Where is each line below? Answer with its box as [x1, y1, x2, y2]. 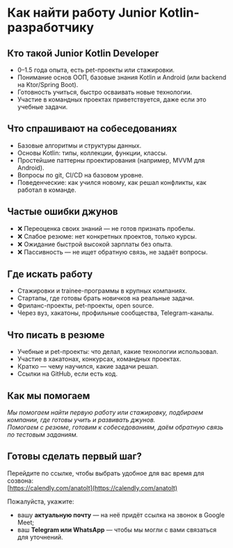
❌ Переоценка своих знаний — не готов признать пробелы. [17, 224, 195, 232]
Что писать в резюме [7, 329, 105, 341]
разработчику [7, 19, 95, 35]
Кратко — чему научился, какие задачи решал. [17, 362, 159, 371]
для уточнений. [17, 533, 64, 541]
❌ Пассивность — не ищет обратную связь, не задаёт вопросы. [17, 248, 208, 256]
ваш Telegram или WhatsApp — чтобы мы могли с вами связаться [17, 525, 217, 533]
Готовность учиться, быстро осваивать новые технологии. [17, 88, 193, 96]
